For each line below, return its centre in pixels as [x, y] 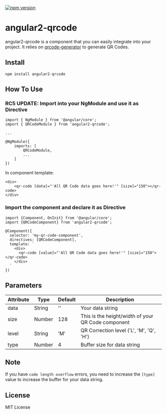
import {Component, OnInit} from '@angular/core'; [59, 218]
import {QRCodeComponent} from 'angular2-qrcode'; [59, 222]
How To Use [24, 89]
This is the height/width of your [117, 316]
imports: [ [25, 146]
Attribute [19, 299]
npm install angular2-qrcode [35, 74]
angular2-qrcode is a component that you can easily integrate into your [78, 41]
